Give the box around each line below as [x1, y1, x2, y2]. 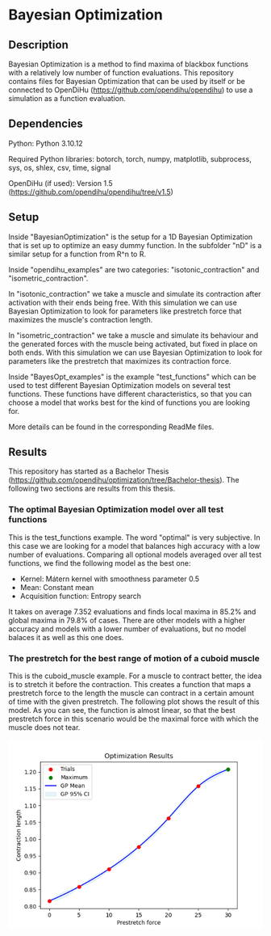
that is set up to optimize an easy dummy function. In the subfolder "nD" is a [8, 240, 262, 250]
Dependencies [8, 117, 83, 131]
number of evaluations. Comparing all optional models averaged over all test [8, 550, 262, 559]
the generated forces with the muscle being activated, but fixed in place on [8, 339, 258, 348]
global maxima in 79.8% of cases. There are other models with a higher [8, 615, 246, 625]
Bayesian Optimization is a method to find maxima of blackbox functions [8, 59, 248, 69]
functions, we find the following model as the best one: [8, 558, 191, 567]
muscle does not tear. [8, 723, 81, 732]
